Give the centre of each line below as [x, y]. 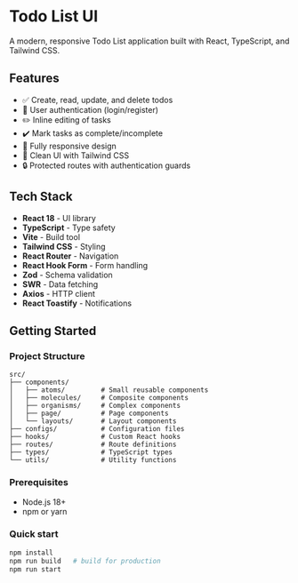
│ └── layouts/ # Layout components [93, 421]
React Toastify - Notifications [77, 303]
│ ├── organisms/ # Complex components [95, 406]
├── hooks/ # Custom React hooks [95, 437]
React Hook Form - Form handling [85, 265]
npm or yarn [44, 511]
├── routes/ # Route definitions [93, 445]
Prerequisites [39, 483]
